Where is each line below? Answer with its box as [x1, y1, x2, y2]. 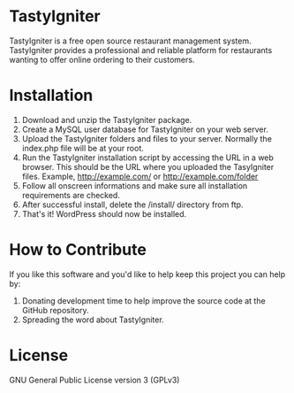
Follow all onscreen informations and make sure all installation [21, 180, 248, 191]
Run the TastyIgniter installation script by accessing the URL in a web [21, 152, 274, 163]
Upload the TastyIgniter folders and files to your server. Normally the [21, 133, 272, 143]
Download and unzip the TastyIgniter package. [21, 114, 192, 125]
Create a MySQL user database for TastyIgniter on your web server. [21, 124, 269, 135]
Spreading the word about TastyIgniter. [21, 314, 165, 325]
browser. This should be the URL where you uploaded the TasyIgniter [21, 161, 275, 172]
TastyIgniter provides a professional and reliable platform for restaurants [9, 44, 273, 55]
